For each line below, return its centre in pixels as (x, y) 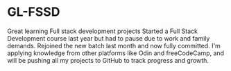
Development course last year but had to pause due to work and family (109, 38)
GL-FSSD (34, 12)
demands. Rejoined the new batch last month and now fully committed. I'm (114, 45)
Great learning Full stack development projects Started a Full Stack (102, 31)
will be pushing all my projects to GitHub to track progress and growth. (108, 60)
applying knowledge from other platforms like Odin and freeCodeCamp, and (115, 53)
